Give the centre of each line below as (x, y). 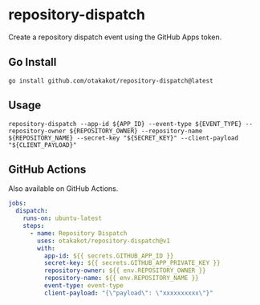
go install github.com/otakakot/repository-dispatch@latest (111, 81)
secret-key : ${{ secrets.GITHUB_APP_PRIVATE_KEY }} (132, 263)
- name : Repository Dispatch (78, 233)
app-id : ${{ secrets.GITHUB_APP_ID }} (109, 256)
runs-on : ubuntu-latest (63, 218)
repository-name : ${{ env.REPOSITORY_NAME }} (121, 279)
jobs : (17, 203)
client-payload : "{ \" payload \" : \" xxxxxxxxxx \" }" (129, 293)
